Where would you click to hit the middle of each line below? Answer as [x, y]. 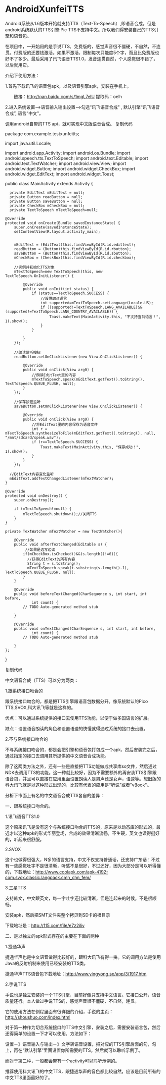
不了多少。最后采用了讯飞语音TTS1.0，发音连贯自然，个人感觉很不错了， [83, 58]
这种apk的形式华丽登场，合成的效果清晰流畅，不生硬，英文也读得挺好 [89, 833]
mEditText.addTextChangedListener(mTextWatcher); [62, 478]
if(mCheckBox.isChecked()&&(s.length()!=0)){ [71, 554]
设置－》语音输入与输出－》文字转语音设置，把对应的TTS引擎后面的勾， [79, 1044]
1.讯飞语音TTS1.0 [22, 816]
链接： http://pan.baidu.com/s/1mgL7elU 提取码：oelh [68, 96]
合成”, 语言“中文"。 [24, 113]
